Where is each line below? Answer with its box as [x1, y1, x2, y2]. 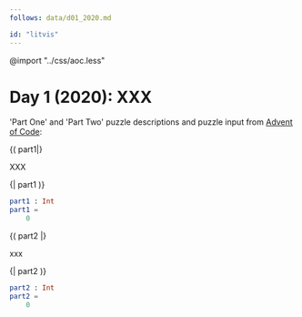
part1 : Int [9, 197, 55, 206]
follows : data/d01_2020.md [9, 13, 112, 23]
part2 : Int [9, 283, 55, 292]
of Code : [9, 127, 43, 138]
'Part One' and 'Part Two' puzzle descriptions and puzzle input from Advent [9, 117, 293, 128]
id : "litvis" [9, 29, 59, 39]
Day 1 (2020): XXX [9, 87, 153, 107]
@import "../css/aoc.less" [9, 55, 106, 66]
